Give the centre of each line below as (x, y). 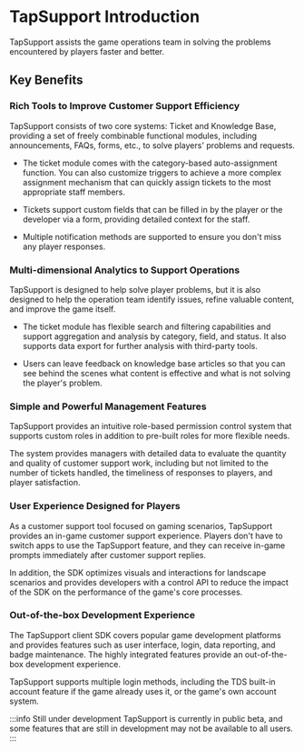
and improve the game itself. (63, 309)
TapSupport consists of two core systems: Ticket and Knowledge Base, (143, 125)
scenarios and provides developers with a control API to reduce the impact (149, 582)
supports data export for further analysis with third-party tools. (140, 345)
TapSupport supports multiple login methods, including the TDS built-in (142, 681)
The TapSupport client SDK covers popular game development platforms (145, 635)
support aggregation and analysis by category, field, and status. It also (154, 336)
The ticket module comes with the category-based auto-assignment (150, 163)
